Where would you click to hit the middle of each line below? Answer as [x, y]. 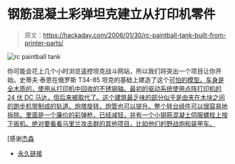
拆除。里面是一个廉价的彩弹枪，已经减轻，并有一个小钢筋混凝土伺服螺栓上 [114, 115]
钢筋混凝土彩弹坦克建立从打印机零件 [112, 14]
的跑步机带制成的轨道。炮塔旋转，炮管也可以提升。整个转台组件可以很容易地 [117, 106]
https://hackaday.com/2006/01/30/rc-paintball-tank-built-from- [135, 35]
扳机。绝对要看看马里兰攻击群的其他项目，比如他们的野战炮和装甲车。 [114, 123]
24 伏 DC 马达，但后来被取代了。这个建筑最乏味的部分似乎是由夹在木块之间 [116, 97]
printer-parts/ [44, 43]
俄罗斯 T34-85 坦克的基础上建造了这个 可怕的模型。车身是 [142, 80]
